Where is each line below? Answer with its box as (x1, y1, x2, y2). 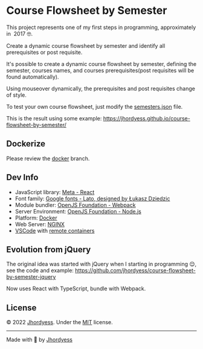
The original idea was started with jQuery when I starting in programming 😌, (6, 261, 197, 268)
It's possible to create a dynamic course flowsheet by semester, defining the (6, 60, 197, 67)
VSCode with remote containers (14, 227, 95, 234)
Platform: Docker (14, 214, 57, 221)
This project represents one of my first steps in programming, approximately (6, 24, 196, 31)
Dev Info (6, 172, 39, 183)
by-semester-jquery (6, 273, 56, 281)
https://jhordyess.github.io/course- (103, 114, 190, 122)
